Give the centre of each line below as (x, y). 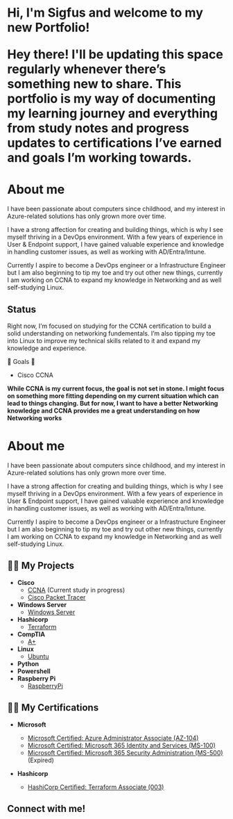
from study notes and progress (98, 128)
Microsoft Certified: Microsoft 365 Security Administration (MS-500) (125, 752)
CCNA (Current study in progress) (76, 590)
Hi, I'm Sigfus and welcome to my (105, 13)
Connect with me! (46, 808)
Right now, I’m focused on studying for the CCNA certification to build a (109, 326)
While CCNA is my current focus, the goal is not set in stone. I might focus (116, 388)
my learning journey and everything (113, 114)
